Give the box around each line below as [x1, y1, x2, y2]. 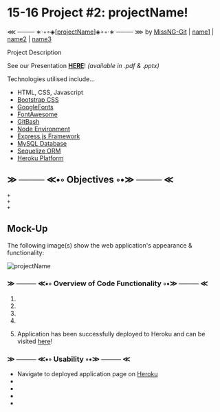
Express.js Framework [16, 132, 80, 140]
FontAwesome [16, 110, 58, 118]
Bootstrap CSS [16, 95, 59, 104]
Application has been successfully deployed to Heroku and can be [16, 329, 206, 338]
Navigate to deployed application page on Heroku [16, 370, 158, 378]
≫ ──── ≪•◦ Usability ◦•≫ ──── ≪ [7, 354, 131, 364]
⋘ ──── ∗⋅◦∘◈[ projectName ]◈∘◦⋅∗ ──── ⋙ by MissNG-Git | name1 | [7, 28, 214, 36]
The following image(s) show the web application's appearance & [7, 241, 192, 249]
